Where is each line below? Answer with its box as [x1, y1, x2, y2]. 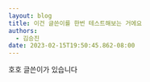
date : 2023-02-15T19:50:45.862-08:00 [8, 42, 135, 50]
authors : [8, 27, 38, 35]
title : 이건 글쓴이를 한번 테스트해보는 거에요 [8, 19, 143, 27]
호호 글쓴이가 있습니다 [8, 65, 78, 75]
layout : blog [8, 11, 52, 20]
